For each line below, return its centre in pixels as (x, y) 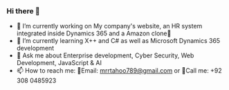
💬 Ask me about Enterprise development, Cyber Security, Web (105, 55)
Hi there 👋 (24, 11)
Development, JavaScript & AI (59, 63)
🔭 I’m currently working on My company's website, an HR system (109, 26)
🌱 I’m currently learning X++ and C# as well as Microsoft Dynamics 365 (118, 41)
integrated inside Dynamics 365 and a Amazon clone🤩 (94, 33)
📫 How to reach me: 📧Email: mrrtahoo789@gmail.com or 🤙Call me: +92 (119, 71)
